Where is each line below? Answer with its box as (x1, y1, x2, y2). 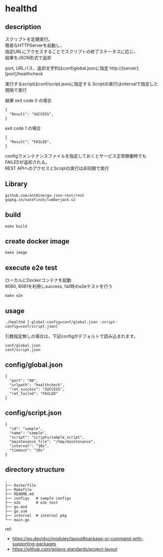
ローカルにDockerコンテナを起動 (5, 277, 72, 283)
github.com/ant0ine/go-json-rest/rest (5, 193, 84, 198)
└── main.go (5, 517, 29, 522)
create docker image (5, 237, 70, 245)
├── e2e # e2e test (5, 500, 58, 505)
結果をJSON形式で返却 (5, 55, 52, 61)
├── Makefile (5, 487, 32, 492)
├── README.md (5, 491, 34, 496)
